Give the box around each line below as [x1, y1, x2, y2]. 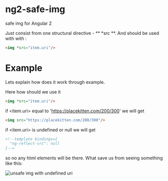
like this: [5, 160, 23, 166]
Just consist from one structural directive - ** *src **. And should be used [5, 30, 159, 36]
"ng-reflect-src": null [10, 141, 60, 146]
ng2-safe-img [5, 4, 65, 15]
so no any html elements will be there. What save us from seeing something [5, 155, 163, 161]
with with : [5, 35, 27, 41]
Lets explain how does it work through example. [5, 79, 105, 85]
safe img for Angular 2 [5, 20, 52, 26]
